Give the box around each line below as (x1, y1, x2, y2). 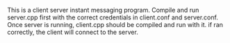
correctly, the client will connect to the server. (7, 28, 139, 36)
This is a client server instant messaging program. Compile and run (7, 6, 199, 14)
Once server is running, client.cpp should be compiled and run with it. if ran (7, 21, 224, 28)
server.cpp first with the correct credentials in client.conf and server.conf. (7, 13, 219, 21)
